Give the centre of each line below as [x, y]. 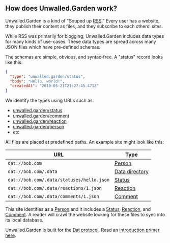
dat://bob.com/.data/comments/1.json [53, 197]
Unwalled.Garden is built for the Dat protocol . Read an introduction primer [82, 230]
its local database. [24, 220]
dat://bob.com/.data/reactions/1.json [55, 188]
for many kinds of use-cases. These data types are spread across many [81, 41]
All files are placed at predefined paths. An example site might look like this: [85, 142]
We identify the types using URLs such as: [50, 101]
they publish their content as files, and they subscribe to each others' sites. [84, 26]
